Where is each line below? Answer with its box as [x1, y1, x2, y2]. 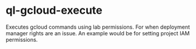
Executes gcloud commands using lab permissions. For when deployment [5, 23, 191, 30]
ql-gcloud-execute [5, 4, 103, 17]
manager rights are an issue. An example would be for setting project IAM [5, 29, 190, 36]
